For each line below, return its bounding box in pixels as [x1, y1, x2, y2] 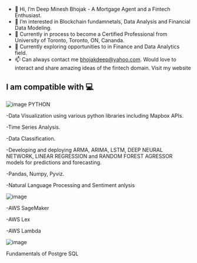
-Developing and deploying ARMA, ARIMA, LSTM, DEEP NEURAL [6, 146, 163, 153]
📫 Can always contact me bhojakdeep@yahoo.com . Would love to [14, 56, 176, 63]
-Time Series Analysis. [6, 124, 61, 131]
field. [14, 49, 28, 56]
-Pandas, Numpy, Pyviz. [6, 170, 65, 177]
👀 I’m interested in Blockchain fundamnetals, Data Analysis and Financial [14, 18, 191, 25]
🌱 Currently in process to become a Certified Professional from [14, 31, 168, 38]
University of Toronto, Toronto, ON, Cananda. [14, 37, 125, 44]
